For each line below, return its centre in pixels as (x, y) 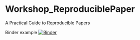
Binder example (21, 32)
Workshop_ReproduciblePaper (70, 9)
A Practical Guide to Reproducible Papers (48, 23)
